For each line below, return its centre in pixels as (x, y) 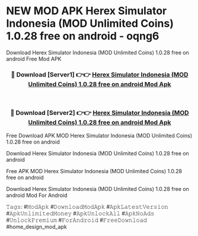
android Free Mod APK (34, 59)
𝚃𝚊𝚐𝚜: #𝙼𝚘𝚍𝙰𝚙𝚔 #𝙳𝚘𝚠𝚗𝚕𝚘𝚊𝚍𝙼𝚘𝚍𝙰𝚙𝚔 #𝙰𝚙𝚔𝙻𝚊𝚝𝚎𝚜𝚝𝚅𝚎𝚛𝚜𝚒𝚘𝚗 (87, 206)
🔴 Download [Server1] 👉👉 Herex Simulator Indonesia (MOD (100, 74)
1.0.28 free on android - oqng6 (83, 36)
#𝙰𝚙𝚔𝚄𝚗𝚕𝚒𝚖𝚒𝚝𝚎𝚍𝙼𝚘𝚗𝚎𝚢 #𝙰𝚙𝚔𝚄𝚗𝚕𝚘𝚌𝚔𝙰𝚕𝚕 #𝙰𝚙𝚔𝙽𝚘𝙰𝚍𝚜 (80, 213)
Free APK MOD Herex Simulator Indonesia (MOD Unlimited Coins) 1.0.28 (94, 171)
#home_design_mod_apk (36, 227)
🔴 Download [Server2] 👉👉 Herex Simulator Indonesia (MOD (100, 113)
